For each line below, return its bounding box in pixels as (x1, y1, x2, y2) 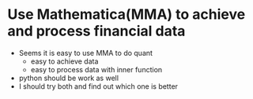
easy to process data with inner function (30, 64, 163, 74)
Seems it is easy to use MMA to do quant (18, 48, 153, 57)
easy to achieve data (30, 57, 99, 66)
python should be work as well (18, 73, 119, 82)
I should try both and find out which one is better (18, 81, 179, 91)
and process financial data (7, 22, 186, 40)
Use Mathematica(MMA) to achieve (7, 5, 246, 24)
